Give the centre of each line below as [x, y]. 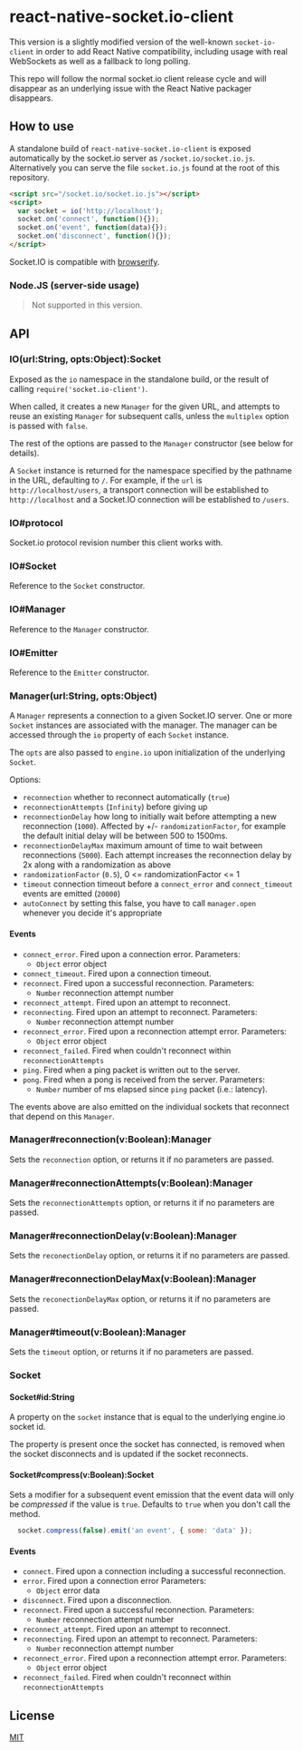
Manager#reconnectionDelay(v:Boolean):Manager [123, 1236]
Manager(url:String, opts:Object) [84, 696]
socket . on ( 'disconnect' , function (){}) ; [95, 236]
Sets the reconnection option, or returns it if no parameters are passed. [142, 1159]
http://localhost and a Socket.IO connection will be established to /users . [149, 499]
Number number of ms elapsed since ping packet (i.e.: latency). [152, 1089]
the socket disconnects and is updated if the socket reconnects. [129, 1454]
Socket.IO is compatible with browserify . [85, 261]
